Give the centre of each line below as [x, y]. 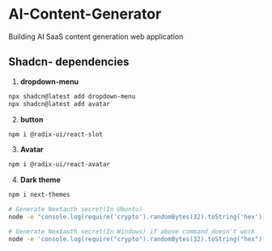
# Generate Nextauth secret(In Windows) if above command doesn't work [132, 232]
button [32, 119]
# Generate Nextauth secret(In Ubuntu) [76, 210]
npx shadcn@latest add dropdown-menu [72, 96]
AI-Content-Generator [85, 14]
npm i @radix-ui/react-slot [56, 134]
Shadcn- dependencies [69, 62]
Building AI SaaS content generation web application [96, 36]
